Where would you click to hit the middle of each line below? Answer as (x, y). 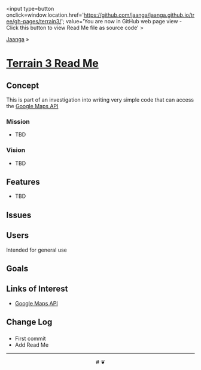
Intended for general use (36, 250)
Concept (23, 85)
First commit (30, 339)
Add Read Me (32, 345)
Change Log (29, 322)
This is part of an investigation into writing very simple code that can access (100, 100)
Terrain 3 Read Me (52, 64)
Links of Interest (37, 289)
